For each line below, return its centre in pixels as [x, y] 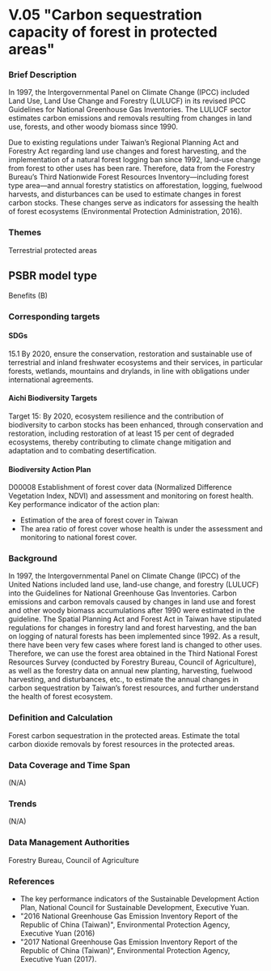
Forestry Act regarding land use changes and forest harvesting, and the [127, 151]
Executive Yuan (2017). [58, 959]
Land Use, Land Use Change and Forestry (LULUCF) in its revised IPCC [127, 101]
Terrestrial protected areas [53, 250]
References [32, 881]
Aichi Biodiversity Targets [53, 398]
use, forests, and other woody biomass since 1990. [93, 127]
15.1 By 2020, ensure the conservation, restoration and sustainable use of [130, 354]
